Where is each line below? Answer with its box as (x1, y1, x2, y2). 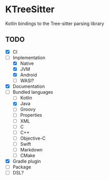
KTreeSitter (5, 4, 55, 15)
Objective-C (20, 135, 46, 141)
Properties (20, 112, 42, 118)
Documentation (12, 83, 45, 90)
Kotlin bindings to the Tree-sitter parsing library (5, 20, 104, 27)
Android (20, 72, 37, 78)
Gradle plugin (12, 158, 41, 164)
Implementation (12, 55, 46, 61)
